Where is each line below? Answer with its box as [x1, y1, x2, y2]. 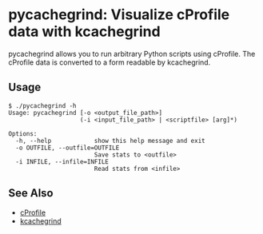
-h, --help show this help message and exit [15, 137, 205, 145]
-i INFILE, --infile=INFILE [15, 157, 110, 165]
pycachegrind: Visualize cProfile [8, 6, 230, 24]
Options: [8, 129, 38, 137]
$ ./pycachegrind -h [8, 101, 78, 109]
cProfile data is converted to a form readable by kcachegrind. [8, 58, 211, 67]
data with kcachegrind [8, 22, 161, 41]
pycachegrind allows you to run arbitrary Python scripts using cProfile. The [8, 49, 256, 58]
